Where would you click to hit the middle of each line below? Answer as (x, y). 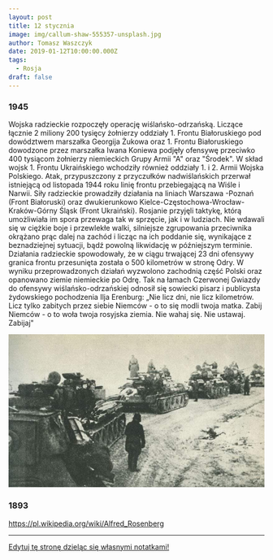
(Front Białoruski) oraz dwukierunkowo (73, 202)
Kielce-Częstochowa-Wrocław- (192, 202)
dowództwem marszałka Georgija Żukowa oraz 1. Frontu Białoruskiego (126, 141)
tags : (17, 60)
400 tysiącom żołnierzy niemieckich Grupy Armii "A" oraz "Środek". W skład (136, 159)
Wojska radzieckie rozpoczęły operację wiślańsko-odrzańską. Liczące (126, 124)
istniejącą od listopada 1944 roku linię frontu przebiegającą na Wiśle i (124, 185)
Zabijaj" (21, 323)
